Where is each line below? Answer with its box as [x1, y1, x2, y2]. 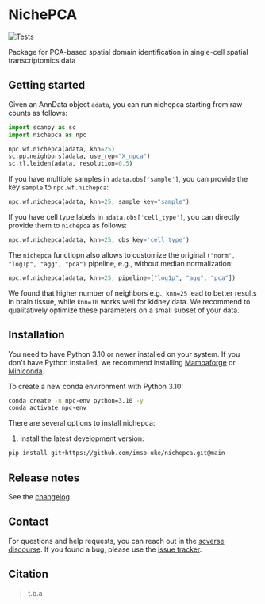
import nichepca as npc [8, 131, 87, 139]
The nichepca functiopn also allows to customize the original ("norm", [8, 250, 236, 259]
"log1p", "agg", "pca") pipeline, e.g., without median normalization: [8, 258, 233, 268]
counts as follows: [8, 108, 67, 117]
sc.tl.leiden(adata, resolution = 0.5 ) [8, 160, 133, 168]
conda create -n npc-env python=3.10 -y [8, 396, 144, 405]
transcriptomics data [8, 55, 76, 65]
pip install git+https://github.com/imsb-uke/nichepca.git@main [8, 449, 225, 457]
